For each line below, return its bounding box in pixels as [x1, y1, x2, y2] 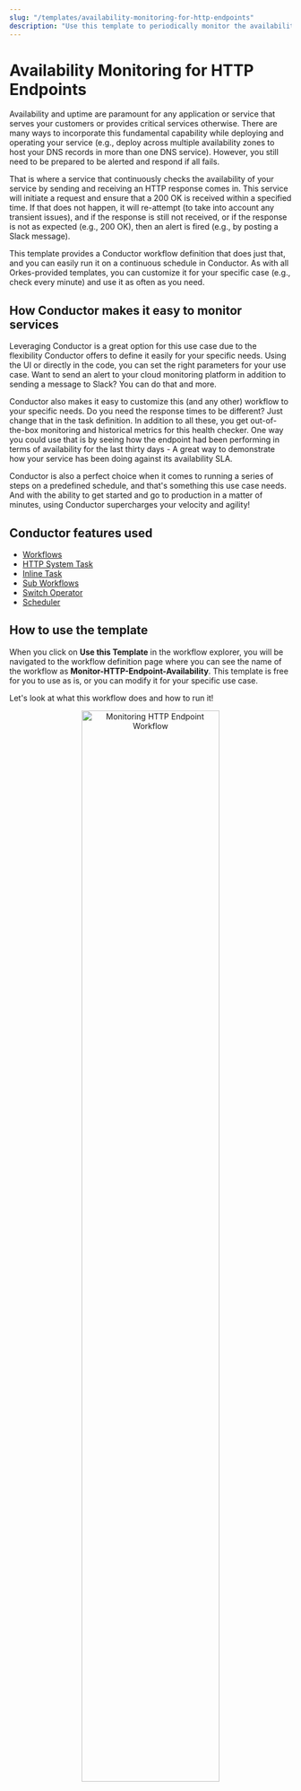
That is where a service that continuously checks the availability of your [9, 174, 275, 185]
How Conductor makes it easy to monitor [9, 302, 243, 318]
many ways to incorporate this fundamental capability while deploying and [9, 127, 284, 139]
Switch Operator [21, 587, 83, 598]
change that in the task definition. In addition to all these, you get [9, 415, 249, 426]
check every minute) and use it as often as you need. [9, 277, 205, 288]
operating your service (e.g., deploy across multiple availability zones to [9, 137, 275, 148]
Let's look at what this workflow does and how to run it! [9, 692, 214, 703]
